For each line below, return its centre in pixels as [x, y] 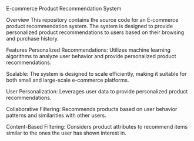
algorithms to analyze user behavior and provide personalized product [91, 56]
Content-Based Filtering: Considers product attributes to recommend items [97, 127]
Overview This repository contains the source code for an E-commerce [92, 20]
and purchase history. [32, 38]
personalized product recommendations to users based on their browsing [95, 32]
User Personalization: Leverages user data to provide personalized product [97, 91]
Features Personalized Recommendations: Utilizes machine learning [88, 50]
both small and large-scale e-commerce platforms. [68, 80]
